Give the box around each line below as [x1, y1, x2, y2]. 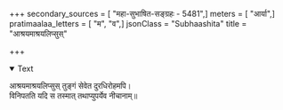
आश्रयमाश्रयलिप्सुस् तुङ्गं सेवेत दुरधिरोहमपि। [9, 81, 132, 90]
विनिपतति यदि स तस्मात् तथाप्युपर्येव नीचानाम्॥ [9, 90, 138, 101]
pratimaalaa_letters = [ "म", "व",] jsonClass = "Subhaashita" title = [9, 19, 247, 28]
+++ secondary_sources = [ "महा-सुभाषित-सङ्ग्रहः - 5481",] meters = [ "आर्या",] [9, 9, 276, 19]
